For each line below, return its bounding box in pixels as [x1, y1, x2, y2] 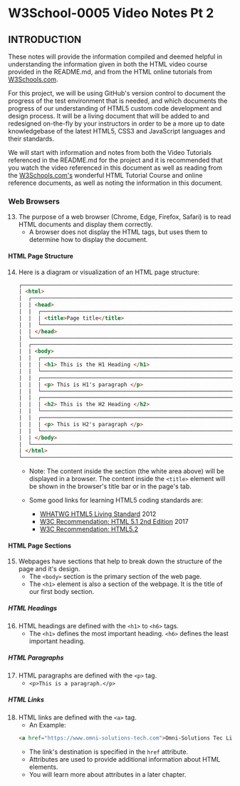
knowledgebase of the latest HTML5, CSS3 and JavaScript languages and [8, 127, 226, 135]
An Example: [28, 721, 66, 730]
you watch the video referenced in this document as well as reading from [8, 163, 223, 172]
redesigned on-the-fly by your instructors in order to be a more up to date [8, 119, 225, 128]
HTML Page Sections [8, 541, 72, 550]
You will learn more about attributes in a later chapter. [28, 770, 187, 779]
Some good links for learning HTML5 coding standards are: [28, 496, 204, 505]
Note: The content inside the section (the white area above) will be [28, 467, 225, 475]
